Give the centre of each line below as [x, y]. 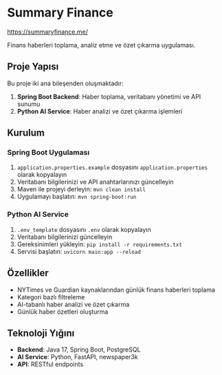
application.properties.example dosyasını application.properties [112, 167]
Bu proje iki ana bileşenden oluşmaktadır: [65, 83]
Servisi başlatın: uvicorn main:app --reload [79, 251]
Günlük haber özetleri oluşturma [63, 312]
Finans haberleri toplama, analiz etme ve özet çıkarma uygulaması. [101, 45]
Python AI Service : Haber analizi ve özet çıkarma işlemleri [100, 111]
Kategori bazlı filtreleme [51, 297]
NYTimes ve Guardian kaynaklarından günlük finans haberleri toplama [116, 290]
